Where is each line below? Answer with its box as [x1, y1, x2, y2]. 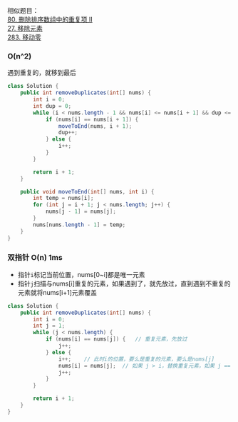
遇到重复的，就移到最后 [7, 69, 76, 77]
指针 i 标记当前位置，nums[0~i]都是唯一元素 [17, 270, 145, 278]
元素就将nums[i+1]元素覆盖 [17, 288, 98, 296]
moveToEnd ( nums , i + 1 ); [58, 122, 133, 130]
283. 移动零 [7, 33, 41, 41]
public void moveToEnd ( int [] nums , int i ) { [20, 188, 155, 195]
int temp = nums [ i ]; [33, 195, 94, 202]
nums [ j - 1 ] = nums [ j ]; [45, 208, 116, 216]
